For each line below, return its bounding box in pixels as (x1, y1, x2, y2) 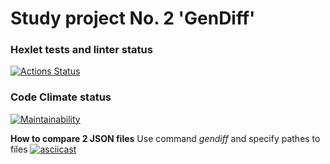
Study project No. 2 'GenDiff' (10, 7, 256, 30)
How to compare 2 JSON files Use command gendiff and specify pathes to (10, 132, 321, 144)
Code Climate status (10, 90, 112, 104)
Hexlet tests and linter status (10, 43, 153, 57)
